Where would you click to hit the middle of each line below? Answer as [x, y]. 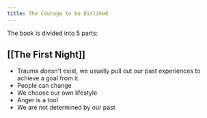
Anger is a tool [37, 100]
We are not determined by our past [66, 108]
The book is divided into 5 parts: [53, 33]
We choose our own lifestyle [57, 93]
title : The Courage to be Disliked [58, 13]
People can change [44, 86]
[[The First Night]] [46, 55]
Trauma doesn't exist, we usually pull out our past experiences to [109, 71]
